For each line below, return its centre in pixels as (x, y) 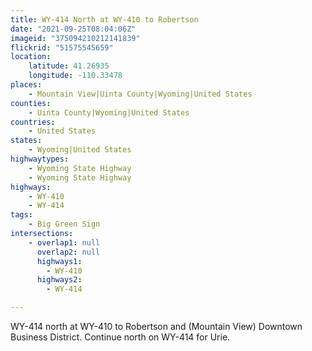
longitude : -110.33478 (75, 76)
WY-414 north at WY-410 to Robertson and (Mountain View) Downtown (156, 326)
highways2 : (59, 280)
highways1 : (59, 261)
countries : (33, 122)
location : (31, 57)
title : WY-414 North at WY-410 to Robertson (104, 19)
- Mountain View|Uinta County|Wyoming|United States (140, 94)
